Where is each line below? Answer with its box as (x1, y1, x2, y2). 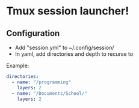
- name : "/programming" (11, 79, 71, 85)
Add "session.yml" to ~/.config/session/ (14, 44, 114, 51)
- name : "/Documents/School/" (11, 90, 87, 97)
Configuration (6, 28, 60, 38)
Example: (6, 62, 29, 69)
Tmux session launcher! (6, 4, 129, 18)
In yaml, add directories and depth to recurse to (14, 50, 134, 58)
